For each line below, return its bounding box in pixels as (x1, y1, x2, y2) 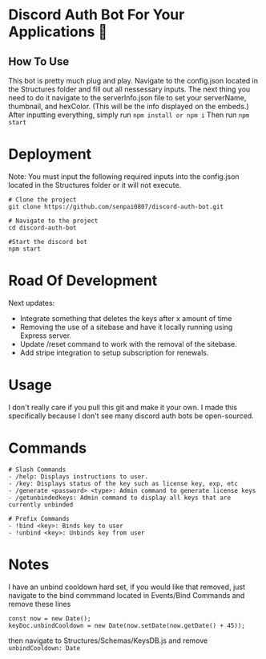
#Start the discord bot (8, 238, 88, 246)
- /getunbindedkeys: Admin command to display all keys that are (8, 494, 231, 502)
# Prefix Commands (8, 515, 70, 523)
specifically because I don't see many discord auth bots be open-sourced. (8, 411, 254, 421)
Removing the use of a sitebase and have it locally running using (19, 322, 233, 332)
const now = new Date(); (8, 614, 91, 623)
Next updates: (8, 298, 55, 307)
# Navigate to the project (8, 217, 99, 225)
